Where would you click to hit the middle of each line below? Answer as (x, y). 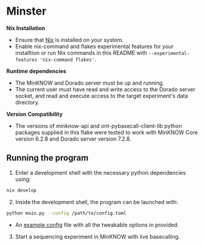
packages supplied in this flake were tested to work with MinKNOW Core (106, 132)
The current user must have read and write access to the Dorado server (105, 89)
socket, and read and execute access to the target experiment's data (101, 96)
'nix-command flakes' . (68, 59)
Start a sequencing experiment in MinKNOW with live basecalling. (97, 236)
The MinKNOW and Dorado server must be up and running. (90, 83)
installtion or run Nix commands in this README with (81, 52)
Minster (26, 11)
